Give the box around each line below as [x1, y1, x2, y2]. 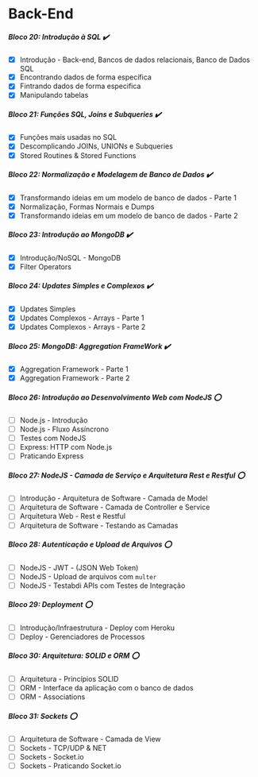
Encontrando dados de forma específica [19, 72, 152, 82]
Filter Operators [19, 261, 71, 271]
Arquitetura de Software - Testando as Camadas [19, 520, 179, 530]
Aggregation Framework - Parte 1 [19, 364, 129, 373]
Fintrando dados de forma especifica [19, 81, 141, 91]
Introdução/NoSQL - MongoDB [19, 253, 121, 262]
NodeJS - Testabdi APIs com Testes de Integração [19, 581, 186, 590]
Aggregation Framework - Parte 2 [19, 373, 130, 382]
